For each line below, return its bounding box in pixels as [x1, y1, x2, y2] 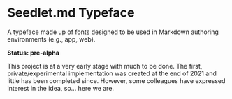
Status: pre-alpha [7, 48, 59, 57]
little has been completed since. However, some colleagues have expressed [7, 76, 226, 84]
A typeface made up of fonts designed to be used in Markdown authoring [7, 28, 219, 36]
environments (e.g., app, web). [7, 35, 96, 43]
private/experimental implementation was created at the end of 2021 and [7, 69, 217, 78]
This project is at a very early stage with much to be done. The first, [7, 62, 203, 70]
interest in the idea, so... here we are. [7, 84, 114, 92]
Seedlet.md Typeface [7, 5, 135, 21]
